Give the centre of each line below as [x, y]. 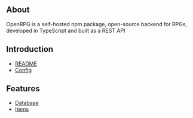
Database [27, 103]
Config [23, 70]
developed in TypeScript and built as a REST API [66, 30]
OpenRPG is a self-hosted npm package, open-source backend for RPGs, [96, 24]
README [26, 63]
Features [23, 89]
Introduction [30, 49]
